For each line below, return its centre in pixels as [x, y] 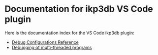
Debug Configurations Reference [45, 42]
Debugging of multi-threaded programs [52, 47]
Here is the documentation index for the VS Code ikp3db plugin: [70, 33]
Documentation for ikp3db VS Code [79, 9]
